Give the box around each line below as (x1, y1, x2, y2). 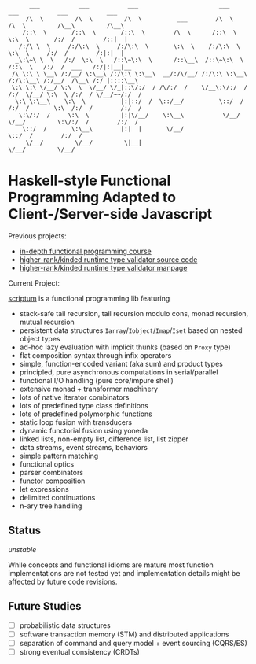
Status (8, 524, 42, 537)
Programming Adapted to (8, 189, 177, 206)
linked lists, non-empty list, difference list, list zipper (19, 434, 188, 444)
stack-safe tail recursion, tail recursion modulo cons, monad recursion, (19, 308, 249, 318)
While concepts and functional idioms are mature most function (8, 560, 214, 570)
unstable (8, 544, 37, 554)
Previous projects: (8, 231, 67, 241)
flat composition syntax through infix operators (19, 350, 172, 360)
